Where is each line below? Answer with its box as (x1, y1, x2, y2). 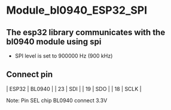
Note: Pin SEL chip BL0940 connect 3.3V (6, 96, 108, 104)
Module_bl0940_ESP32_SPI (6, 4, 148, 17)
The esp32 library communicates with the (6, 27, 166, 37)
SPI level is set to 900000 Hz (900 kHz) (14, 52, 113, 59)
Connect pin (6, 70, 53, 80)
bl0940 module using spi (6, 36, 102, 46)
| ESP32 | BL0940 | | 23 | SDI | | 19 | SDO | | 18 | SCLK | (6, 85, 142, 92)
